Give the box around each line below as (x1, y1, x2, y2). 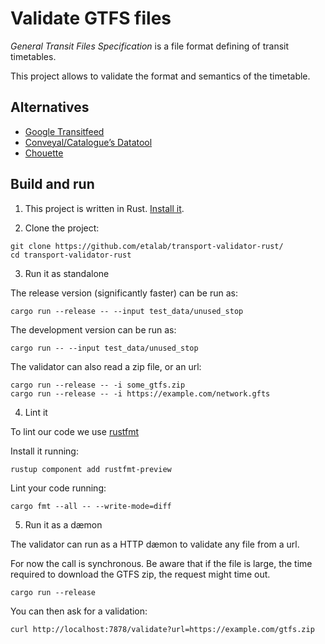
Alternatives (10, 99, 90, 116)
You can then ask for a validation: (10, 605, 148, 617)
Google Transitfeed (24, 125, 105, 137)
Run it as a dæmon (24, 518, 103, 531)
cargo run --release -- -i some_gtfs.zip (10, 380, 186, 390)
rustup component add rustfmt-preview (10, 464, 172, 474)
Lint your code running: (10, 482, 107, 494)
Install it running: (10, 445, 79, 457)
